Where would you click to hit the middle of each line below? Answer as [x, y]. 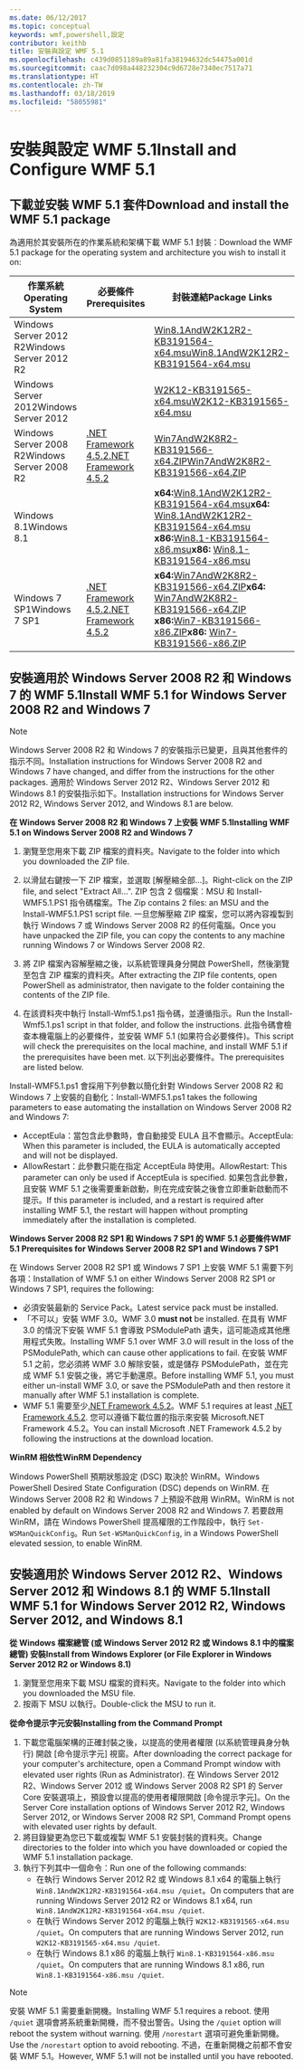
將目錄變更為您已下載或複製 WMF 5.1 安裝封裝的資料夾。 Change [142, 1837]
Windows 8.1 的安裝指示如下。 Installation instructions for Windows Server [147, 793]
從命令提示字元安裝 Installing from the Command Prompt [116, 1723]
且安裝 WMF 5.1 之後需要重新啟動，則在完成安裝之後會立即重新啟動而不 [155, 1189]
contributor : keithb [48, 43]
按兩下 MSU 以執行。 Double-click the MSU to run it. [119, 1704]
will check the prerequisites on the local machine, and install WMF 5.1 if [155, 1047]
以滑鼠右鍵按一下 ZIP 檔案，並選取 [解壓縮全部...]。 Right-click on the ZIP [157, 880]
